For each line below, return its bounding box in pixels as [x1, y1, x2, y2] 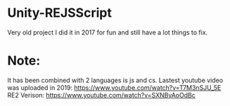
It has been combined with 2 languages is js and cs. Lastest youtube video [7, 76, 224, 84]
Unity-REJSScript [7, 5, 113, 21]
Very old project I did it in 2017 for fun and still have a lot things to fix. [7, 28, 208, 37]
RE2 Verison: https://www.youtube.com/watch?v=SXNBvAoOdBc [7, 91, 196, 99]
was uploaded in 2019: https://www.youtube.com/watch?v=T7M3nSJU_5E [7, 83, 222, 92]
